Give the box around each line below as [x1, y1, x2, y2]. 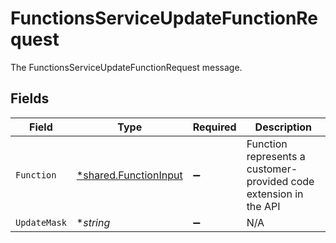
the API [246, 199, 281, 213]
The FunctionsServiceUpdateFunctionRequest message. [10, 61, 243, 73]
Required [192, 120, 237, 134]
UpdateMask [15, 217, 67, 228]
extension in [246, 187, 304, 201]
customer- [246, 162, 298, 176]
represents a [246, 149, 306, 163]
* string [76, 215, 111, 229]
